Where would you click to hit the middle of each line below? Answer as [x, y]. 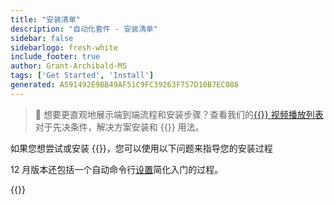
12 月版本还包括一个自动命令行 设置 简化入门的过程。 [117, 169]
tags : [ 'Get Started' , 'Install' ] [82, 76]
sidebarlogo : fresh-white [64, 47]
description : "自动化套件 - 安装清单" [84, 29]
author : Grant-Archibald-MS [69, 66]
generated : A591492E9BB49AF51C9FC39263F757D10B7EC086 [125, 85]
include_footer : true [55, 57]
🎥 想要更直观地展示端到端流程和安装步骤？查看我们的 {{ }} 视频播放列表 [179, 114]
